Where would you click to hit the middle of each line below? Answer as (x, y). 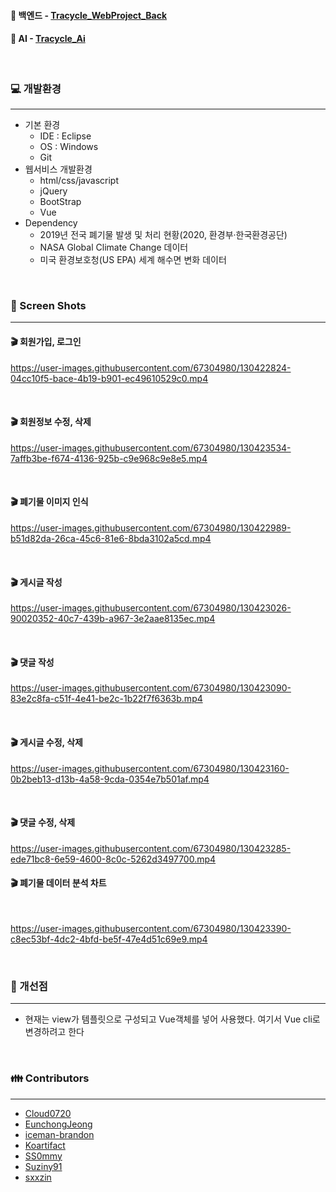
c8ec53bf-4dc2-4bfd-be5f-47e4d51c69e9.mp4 (109, 939)
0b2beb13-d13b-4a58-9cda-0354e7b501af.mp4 (110, 779)
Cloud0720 (48, 1113)
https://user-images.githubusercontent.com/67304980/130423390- (151, 929)
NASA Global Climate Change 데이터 (114, 247)
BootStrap (60, 202)
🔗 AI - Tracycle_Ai (48, 39)
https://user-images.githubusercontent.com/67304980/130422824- (151, 367)
